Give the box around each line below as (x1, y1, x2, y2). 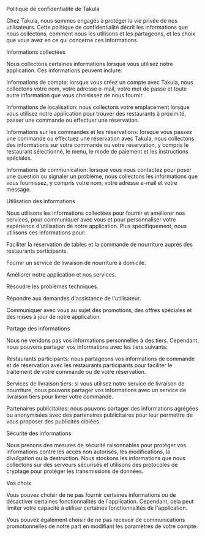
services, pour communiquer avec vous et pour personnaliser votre (6, 216, 176, 223)
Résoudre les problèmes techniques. (6, 283, 99, 290)
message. (6, 186, 31, 193)
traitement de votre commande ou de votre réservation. (6, 368, 146, 375)
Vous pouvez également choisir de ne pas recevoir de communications (6, 516, 185, 523)
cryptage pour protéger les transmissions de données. (6, 467, 144, 475)
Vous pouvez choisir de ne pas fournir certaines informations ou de (6, 491, 176, 498)
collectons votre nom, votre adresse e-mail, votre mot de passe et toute (6, 85, 187, 92)
